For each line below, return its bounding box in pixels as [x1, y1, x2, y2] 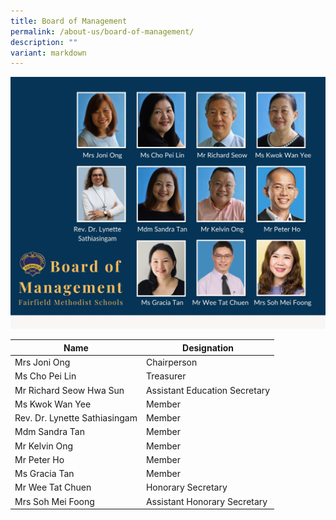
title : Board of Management [10, 16, 128, 26]
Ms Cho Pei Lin [14, 370, 77, 382]
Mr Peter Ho [14, 453, 65, 465]
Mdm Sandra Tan [14, 426, 85, 438]
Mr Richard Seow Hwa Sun [14, 384, 125, 396]
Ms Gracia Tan [14, 468, 75, 480]
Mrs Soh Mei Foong [14, 495, 95, 507]
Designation [182, 341, 235, 354]
